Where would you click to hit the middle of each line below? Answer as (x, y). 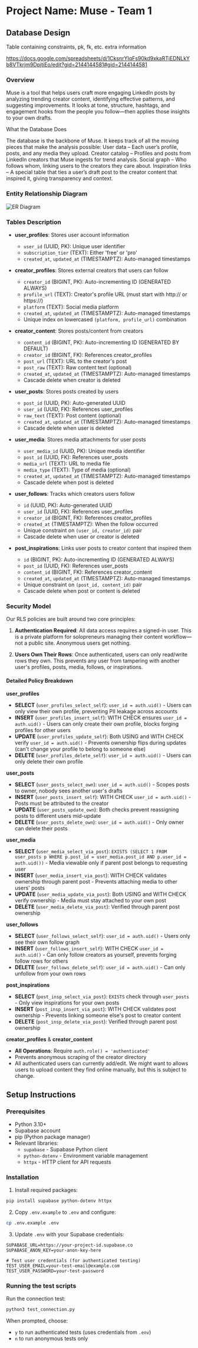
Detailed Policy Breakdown (40, 680)
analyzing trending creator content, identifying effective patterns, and (90, 99)
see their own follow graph (47, 942)
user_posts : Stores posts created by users (67, 391)
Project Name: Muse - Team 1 (79, 11)
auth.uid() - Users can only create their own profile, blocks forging (97, 724)
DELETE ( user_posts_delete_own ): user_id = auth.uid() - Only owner (99, 822)
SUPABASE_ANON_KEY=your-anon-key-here (54, 1250)
